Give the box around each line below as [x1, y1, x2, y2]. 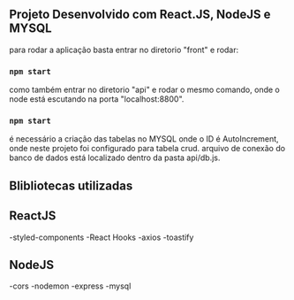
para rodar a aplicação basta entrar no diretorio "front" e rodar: [9, 44, 239, 55]
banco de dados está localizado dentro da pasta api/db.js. [9, 152, 221, 163]
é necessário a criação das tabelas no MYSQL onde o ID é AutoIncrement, [9, 134, 280, 144]
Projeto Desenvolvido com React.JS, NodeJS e [9, 7, 271, 22]
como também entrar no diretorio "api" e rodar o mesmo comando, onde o [9, 84, 280, 96]
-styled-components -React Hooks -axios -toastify [9, 232, 194, 242]
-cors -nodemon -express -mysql [9, 281, 132, 291]
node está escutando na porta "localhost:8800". [9, 94, 185, 104]
